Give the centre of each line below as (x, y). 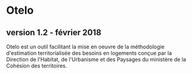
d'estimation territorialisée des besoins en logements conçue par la (89, 53)
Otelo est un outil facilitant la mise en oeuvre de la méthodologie (85, 47)
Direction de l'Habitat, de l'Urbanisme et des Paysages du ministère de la (96, 59)
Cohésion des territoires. (37, 66)
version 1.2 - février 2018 (54, 33)
